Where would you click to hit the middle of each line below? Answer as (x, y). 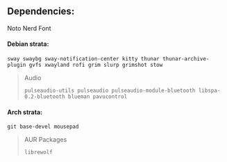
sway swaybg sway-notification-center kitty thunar (83, 59)
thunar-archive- (186, 59)
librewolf (39, 152)
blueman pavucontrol (98, 97)
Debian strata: (28, 44)
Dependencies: (41, 11)
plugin (17, 65)
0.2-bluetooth (44, 97)
